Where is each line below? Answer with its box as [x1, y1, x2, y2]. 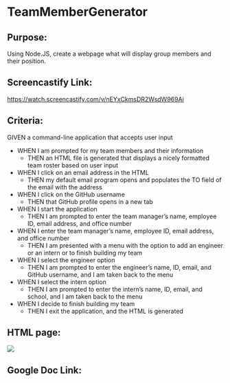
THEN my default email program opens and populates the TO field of [27, 176, 222, 184]
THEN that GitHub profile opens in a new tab [27, 197, 153, 206]
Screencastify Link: [7, 77, 93, 89]
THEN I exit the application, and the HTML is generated [27, 307, 184, 315]
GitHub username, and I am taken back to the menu [27, 270, 174, 279]
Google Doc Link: [7, 364, 82, 376]
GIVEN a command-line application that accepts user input [7, 133, 173, 141]
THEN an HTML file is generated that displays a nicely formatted [27, 154, 209, 162]
